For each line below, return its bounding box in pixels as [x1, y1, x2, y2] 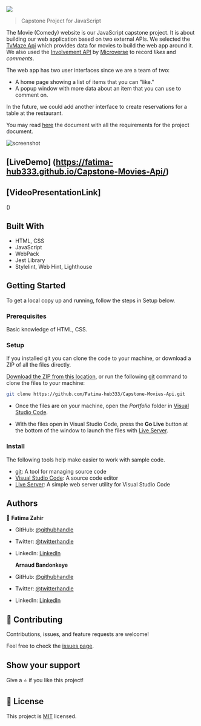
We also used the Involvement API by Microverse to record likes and [6, 49, 177, 55]
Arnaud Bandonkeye [15, 561, 68, 569]
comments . [6, 55, 35, 62]
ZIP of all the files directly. [6, 361, 71, 368]
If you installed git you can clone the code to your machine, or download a [6, 354, 191, 362]
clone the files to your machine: [6, 379, 85, 387]
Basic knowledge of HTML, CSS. [6, 326, 88, 333]
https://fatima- [55, 157, 114, 167]
